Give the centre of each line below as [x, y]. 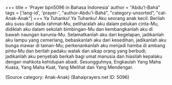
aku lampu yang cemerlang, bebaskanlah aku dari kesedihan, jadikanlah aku [86, 40]
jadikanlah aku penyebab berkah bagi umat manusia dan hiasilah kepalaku [84, 56]
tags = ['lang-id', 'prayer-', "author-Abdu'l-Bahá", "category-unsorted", [80, 13]
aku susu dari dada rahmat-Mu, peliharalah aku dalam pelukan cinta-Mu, [82, 24]
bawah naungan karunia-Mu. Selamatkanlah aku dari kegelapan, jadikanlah [85, 35]
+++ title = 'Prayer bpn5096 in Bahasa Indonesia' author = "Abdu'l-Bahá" [83, 7]
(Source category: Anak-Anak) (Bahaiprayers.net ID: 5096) [68, 77]
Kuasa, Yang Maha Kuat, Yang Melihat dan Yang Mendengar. [69, 67]
